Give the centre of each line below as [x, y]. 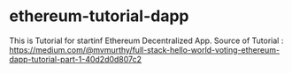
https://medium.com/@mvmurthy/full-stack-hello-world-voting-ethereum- [145, 49]
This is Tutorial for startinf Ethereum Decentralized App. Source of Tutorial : [146, 40]
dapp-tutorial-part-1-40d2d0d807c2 [76, 59]
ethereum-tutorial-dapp [99, 16]
